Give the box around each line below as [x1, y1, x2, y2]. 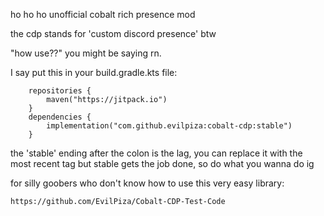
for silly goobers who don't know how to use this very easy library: [10, 177, 285, 189]
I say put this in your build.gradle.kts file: [10, 67, 178, 78]
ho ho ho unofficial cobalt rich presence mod [10, 9, 196, 20]
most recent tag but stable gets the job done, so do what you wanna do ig [10, 158, 315, 169]
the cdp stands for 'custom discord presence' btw [10, 28, 217, 39]
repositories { [28, 86, 92, 96]
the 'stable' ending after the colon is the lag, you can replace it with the [10, 147, 303, 159]
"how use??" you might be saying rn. [10, 47, 162, 59]
